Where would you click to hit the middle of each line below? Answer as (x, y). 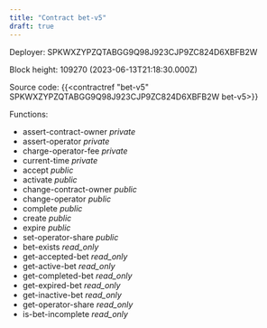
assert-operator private (66, 141)
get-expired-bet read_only (71, 285)
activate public (50, 179)
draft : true (32, 26)
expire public (46, 228)
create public (47, 218)
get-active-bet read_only (69, 266)
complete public (52, 208)
